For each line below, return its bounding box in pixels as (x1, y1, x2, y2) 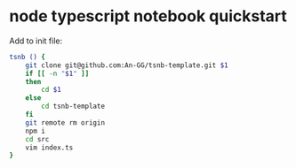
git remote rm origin (25, 118, 105, 127)
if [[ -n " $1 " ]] (25, 69, 90, 78)
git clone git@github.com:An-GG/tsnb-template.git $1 (25, 60, 228, 70)
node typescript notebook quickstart (9, 6, 287, 27)
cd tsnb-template (41, 102, 105, 111)
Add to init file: (9, 35, 63, 46)
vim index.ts (25, 143, 74, 152)
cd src (25, 134, 50, 143)
